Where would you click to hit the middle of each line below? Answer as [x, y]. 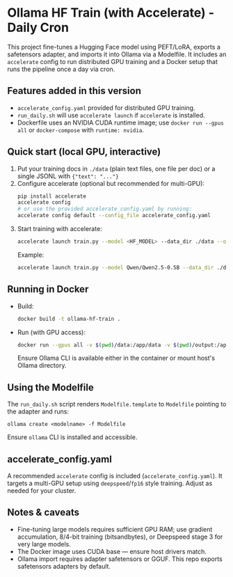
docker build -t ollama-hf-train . [69, 319]
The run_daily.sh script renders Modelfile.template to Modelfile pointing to [117, 404]
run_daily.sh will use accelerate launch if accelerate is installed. [111, 115]
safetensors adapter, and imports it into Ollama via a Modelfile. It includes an [117, 54]
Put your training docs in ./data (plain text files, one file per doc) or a [116, 168]
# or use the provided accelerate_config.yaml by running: [105, 209]
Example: [31, 255]
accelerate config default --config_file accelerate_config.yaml [114, 216]
